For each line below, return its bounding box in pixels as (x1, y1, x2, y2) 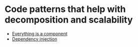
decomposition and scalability (4, 14, 133, 25)
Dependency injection (11, 36, 57, 42)
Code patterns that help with (4, 3, 126, 15)
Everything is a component (11, 30, 67, 36)
